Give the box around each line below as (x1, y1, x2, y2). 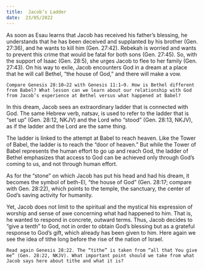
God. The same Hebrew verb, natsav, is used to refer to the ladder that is (6, 109, 189, 117)
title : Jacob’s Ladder (6, 9, 67, 15)
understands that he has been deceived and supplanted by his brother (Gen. (6, 38, 198, 45)
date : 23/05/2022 (6, 15, 53, 21)
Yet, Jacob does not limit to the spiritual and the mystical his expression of (6, 203, 193, 210)
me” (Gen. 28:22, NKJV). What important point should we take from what (6, 252, 195, 258)
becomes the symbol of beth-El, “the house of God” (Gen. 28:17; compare (6, 178, 192, 185)
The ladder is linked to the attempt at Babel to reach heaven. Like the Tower (6, 134, 196, 142)
